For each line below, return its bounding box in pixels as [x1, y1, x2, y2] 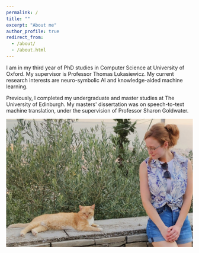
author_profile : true [6, 28, 60, 34]
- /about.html [11, 47, 46, 53]
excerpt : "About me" [6, 22, 57, 28]
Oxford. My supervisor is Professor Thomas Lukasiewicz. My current [6, 70, 174, 77]
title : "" [6, 15, 31, 22]
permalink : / [6, 9, 38, 15]
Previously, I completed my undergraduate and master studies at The [6, 94, 175, 101]
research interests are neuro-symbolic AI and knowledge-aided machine [6, 76, 184, 84]
